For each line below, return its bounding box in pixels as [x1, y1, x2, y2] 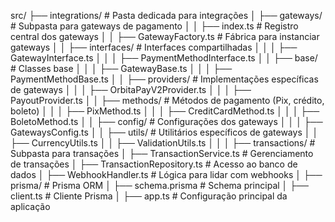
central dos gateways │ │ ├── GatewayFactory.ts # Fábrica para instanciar [10, 31, 320, 42]
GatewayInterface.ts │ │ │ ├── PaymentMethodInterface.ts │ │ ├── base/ [10, 52, 318, 64]
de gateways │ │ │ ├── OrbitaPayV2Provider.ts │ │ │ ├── [10, 84, 252, 95]
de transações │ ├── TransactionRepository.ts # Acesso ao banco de [10, 158, 298, 170]
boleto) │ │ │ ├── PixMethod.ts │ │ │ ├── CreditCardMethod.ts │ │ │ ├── [10, 105, 320, 117]
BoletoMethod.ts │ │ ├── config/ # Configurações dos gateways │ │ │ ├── [10, 116, 323, 127]
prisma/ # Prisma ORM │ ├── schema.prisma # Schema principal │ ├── [10, 180, 310, 191]
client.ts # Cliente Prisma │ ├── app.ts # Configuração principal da [10, 190, 288, 202]
